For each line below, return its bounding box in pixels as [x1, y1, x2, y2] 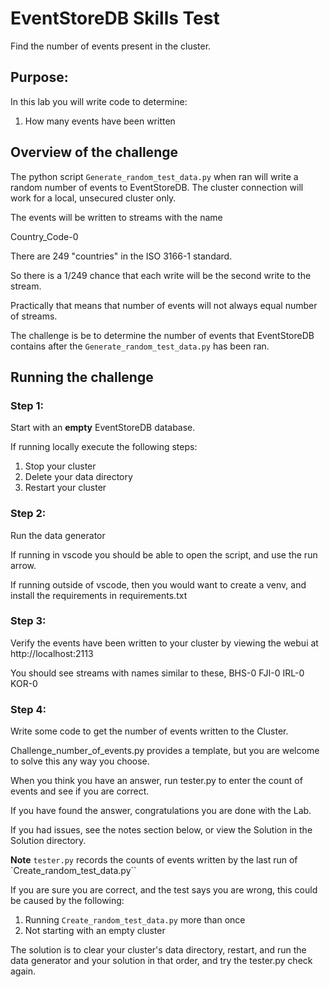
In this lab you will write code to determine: [10, 95, 188, 107]
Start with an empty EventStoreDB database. [10, 422, 196, 434]
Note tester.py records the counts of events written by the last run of [10, 854, 298, 866]
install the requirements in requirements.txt [10, 589, 188, 601]
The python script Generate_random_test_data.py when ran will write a [10, 170, 299, 182]
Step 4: [10, 702, 47, 716]
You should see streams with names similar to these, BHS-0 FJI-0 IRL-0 [10, 667, 305, 679]
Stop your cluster [24, 460, 97, 472]
